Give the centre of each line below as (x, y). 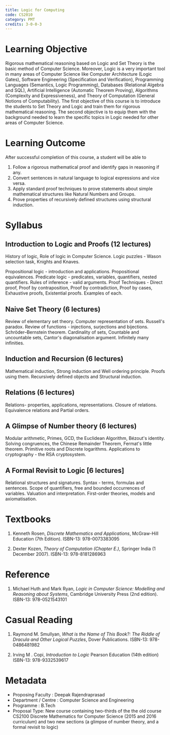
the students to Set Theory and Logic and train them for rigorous (73, 107)
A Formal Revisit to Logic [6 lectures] (65, 470)
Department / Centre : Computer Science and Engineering (73, 700)
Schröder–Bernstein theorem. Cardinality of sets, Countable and (72, 332)
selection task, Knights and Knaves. (43, 262)
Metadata (26, 681)
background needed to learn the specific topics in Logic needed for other (82, 117)
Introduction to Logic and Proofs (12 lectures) (78, 244)
